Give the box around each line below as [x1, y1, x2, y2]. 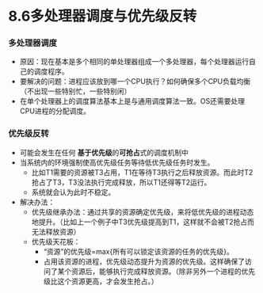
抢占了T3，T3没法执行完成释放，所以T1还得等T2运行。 [31, 177, 212, 187]
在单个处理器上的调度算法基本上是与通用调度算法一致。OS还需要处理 [19, 97, 246, 106]
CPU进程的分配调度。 [19, 106, 91, 116]
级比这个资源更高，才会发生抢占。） [43, 276, 158, 286]
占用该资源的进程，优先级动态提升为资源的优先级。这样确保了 [43, 257, 246, 266]
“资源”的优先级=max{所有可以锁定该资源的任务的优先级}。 [43, 246, 234, 256]
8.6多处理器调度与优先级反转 [8, 7, 197, 25]
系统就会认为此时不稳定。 [31, 187, 116, 196]
